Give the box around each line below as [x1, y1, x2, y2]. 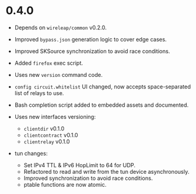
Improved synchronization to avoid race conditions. [23, 174, 153, 182]
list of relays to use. [14, 89, 65, 96]
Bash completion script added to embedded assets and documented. [14, 101, 189, 109]
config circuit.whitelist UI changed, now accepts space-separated [14, 83, 191, 90]
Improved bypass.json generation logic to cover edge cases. [14, 35, 167, 43]
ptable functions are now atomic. [23, 181, 107, 188]
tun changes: [14, 149, 48, 157]
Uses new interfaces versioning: [14, 113, 96, 120]
